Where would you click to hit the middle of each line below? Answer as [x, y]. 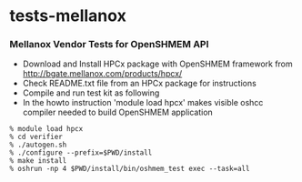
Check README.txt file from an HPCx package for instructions [139, 84]
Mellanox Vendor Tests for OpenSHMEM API [109, 45]
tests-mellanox [68, 16]
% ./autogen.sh [38, 145]
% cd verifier [36, 137]
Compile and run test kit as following [91, 93]
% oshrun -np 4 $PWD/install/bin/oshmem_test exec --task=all [130, 169]
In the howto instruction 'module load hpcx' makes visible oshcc [143, 103]
